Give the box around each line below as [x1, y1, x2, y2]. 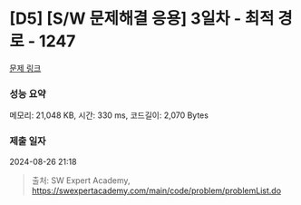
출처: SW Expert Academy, [31, 174, 131, 186]
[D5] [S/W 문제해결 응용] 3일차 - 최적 [9, 8, 275, 29]
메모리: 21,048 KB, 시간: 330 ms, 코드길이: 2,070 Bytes [9, 110, 209, 121]
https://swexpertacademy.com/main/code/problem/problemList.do [31, 185, 282, 196]
